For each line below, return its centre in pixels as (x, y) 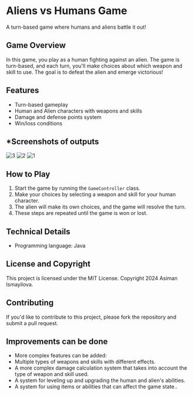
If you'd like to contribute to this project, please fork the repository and (91, 317)
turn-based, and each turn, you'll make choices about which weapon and (94, 66)
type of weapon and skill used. (51, 374)
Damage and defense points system (58, 117)
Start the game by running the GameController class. (77, 188)
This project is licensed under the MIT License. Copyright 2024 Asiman (92, 278)
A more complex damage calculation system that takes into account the (101, 368)
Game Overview (36, 45)
